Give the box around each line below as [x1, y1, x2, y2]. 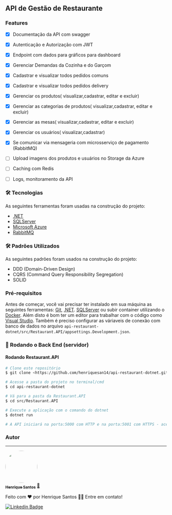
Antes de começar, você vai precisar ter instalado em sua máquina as [5, 301, 152, 308]
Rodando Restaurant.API [5, 354, 59, 360]
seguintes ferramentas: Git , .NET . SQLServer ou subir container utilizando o [5, 307, 165, 313]
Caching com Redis [12, 165, 54, 171]
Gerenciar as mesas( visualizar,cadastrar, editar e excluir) [12, 119, 134, 125]
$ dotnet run [5, 412, 33, 417]
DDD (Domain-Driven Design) [12, 266, 75, 272]
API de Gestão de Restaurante [5, 4, 103, 13]
